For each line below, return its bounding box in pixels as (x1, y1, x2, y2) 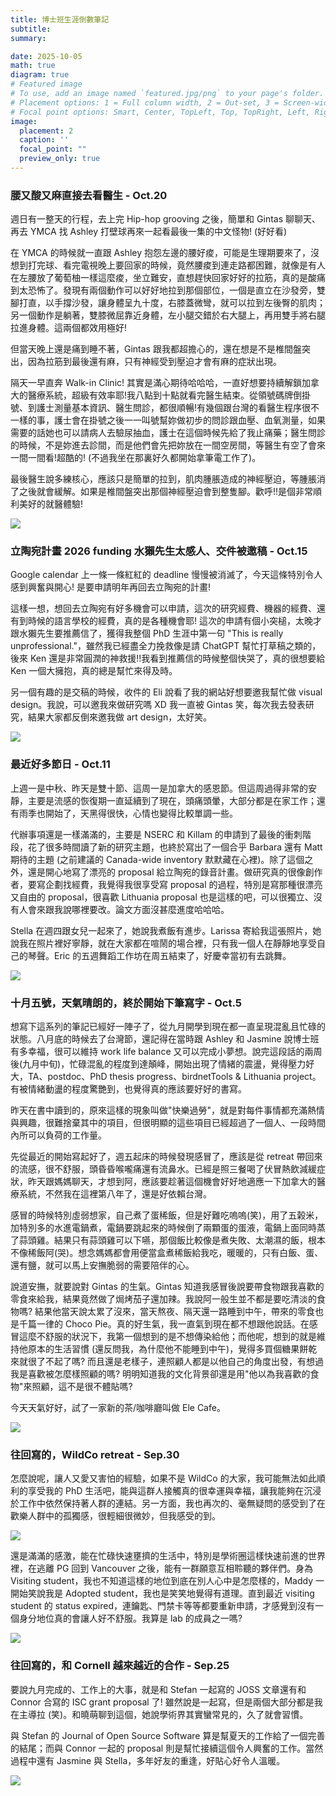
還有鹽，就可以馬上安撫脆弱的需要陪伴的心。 (10, 1259, 195, 1271)
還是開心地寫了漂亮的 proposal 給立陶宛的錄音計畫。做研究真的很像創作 (27, 866, 323, 878)
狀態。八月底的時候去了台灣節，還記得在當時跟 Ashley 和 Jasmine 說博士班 (10, 1033, 320, 1045)
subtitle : (10, 24, 52, 34)
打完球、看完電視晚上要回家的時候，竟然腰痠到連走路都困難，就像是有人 (27, 259, 326, 271)
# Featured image (10, 79, 83, 90)
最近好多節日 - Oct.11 (10, 757, 111, 771)
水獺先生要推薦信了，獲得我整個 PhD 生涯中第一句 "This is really (18, 627, 284, 640)
